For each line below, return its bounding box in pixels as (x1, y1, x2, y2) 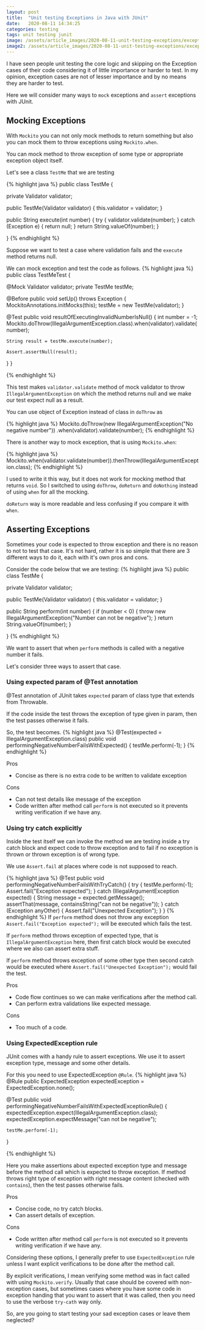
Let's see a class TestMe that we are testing (6, 168, 115, 176)
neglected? (6, 1317, 35, 1324)
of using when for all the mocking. (6, 488, 90, 495)
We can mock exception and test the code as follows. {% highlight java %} (6, 265, 194, 272)
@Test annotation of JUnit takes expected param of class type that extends (6, 691, 195, 699)
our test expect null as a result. (6, 396, 84, 404)
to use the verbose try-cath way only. (6, 1298, 103, 1306)
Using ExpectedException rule (6, 1039, 98, 1048)
